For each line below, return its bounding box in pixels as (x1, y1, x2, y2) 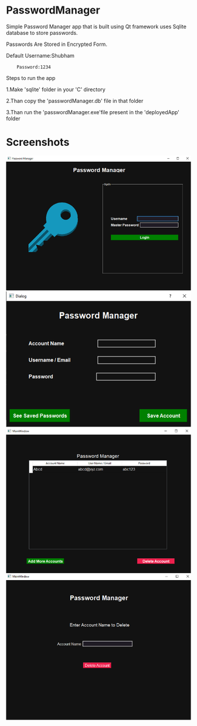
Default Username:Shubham (6, 52, 75, 59)
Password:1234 (16, 64, 51, 70)
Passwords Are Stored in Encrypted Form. (6, 41, 107, 48)
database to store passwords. (6, 29, 78, 36)
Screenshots (6, 136, 70, 149)
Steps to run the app (6, 74, 56, 81)
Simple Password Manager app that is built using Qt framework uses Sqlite (6, 23, 186, 30)
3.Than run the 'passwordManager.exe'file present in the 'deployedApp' (6, 108, 180, 115)
